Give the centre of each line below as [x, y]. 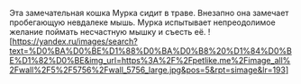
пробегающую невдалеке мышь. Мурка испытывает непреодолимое [143, 22]
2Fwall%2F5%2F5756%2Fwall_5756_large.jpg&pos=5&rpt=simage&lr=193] [149, 70]
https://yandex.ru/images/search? [75, 41]
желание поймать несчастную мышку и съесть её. [108, 32]
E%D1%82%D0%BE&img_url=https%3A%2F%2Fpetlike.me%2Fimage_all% [150, 60]
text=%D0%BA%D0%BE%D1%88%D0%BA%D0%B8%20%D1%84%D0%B [151, 51]
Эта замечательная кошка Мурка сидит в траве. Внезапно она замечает [149, 13]
